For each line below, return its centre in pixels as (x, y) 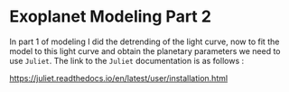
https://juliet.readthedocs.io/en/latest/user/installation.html (119, 78)
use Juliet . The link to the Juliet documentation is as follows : (127, 60)
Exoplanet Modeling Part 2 (111, 17)
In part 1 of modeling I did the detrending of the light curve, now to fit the (144, 41)
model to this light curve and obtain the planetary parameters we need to (145, 51)
